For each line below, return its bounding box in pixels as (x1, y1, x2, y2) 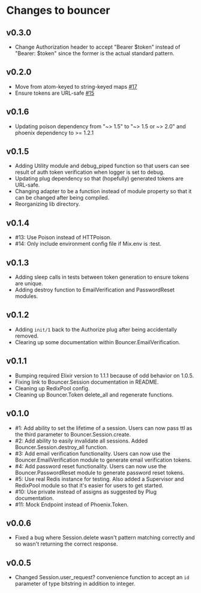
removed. (14, 332, 39, 339)
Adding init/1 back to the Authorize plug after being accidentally (14, 326, 177, 333)
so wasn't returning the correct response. (14, 540, 118, 547)
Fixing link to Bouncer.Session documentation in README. (14, 378, 159, 386)
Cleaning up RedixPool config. (14, 384, 90, 392)
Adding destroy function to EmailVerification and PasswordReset (14, 286, 175, 294)
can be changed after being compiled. (14, 194, 110, 201)
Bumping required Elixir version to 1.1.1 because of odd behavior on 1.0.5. (14, 372, 194, 379)
